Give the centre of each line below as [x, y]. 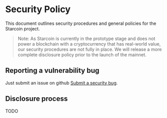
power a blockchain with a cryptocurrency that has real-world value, [89, 44]
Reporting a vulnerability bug [53, 71]
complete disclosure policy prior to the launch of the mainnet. [82, 55]
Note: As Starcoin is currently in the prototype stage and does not [87, 38]
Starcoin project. [23, 28]
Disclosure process [37, 99]
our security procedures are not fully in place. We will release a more [90, 49]
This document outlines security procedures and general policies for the [81, 23]
